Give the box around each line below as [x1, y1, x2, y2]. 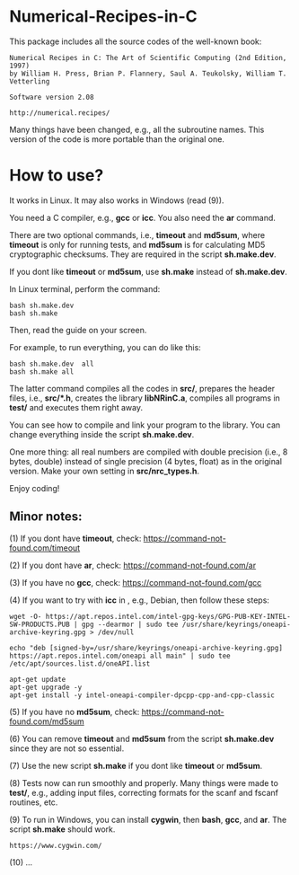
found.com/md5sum [9, 716, 85, 727]
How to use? [9, 165, 104, 186]
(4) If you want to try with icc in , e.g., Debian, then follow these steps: [9, 595, 269, 605]
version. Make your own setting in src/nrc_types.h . [9, 465, 200, 476]
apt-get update [9, 675, 66, 684]
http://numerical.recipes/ [9, 108, 110, 118]
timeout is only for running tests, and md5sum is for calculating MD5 [9, 239, 266, 250]
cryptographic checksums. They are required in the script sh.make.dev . [9, 249, 277, 260]
